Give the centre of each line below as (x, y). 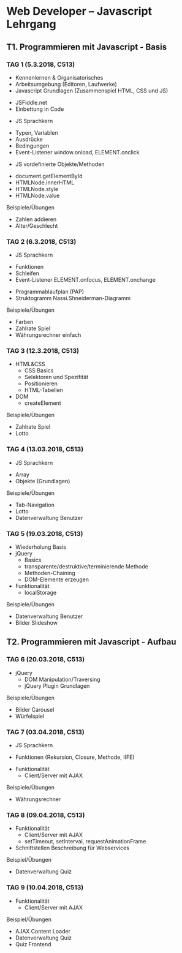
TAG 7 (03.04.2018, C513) (45, 732)
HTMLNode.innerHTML (45, 183)
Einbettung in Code (40, 109)
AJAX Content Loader (43, 931)
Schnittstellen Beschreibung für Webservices (72, 848)
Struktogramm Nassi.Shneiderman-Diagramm (73, 298)
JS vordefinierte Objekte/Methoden (60, 164)
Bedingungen (32, 146)
